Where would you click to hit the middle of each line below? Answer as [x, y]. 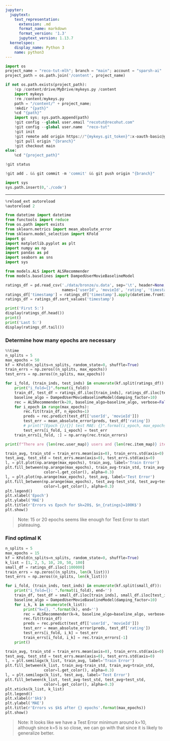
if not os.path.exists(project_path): [46, 85]
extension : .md [35, 24]
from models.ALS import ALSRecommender [47, 271]
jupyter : [14, 10]
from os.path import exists [35, 225]
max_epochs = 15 [22, 553]
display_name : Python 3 [39, 48]
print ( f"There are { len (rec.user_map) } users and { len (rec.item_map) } [81, 444]
